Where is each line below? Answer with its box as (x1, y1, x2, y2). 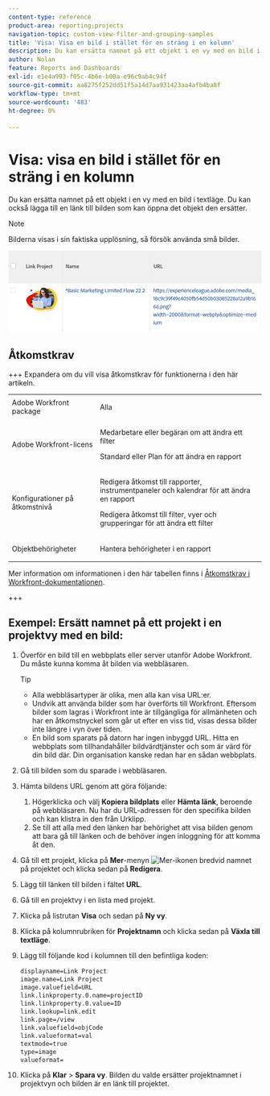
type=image (19, 1048, 57, 1056)
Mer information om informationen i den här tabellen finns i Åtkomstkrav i (8, 569, 251, 578)
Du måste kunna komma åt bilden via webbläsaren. (19, 658, 189, 669)
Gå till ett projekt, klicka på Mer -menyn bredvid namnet (19, 855, 252, 865)
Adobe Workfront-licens (11, 440, 93, 449)
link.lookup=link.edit (19, 1007, 96, 1015)
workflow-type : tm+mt (8, 90, 81, 98)
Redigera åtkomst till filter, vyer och (100, 510, 217, 519)
